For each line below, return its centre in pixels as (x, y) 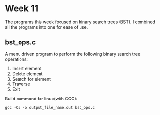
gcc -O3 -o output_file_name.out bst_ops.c (50, 107)
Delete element (27, 74)
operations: (17, 59)
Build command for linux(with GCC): (41, 99)
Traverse (21, 84)
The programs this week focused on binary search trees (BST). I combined (80, 22)
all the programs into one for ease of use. (47, 27)
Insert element (27, 68)
